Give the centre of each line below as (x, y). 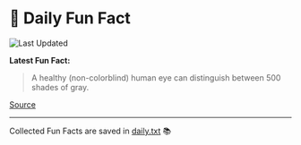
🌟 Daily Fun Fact (70, 18)
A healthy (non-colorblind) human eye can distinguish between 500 (156, 77)
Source (22, 104)
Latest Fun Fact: (40, 60)
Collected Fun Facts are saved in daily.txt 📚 (90, 131)
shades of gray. (60, 87)
